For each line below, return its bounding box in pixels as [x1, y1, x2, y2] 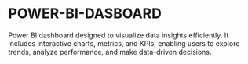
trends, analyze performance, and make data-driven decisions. [8, 47, 212, 56]
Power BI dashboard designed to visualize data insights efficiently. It [8, 30, 229, 40]
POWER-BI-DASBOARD [8, 5, 162, 23]
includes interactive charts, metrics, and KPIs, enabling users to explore [8, 38, 240, 48]
